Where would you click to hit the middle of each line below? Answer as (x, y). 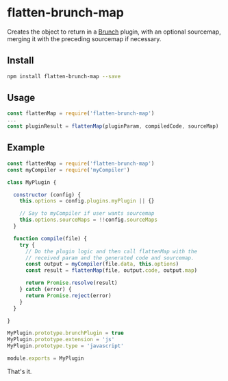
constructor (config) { (47, 195)
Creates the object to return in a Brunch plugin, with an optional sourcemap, (114, 32)
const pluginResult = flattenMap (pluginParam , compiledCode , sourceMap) (113, 126)
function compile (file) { (50, 238)
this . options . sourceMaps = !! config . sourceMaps (88, 220)
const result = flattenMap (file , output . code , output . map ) (111, 270)
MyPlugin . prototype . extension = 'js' (61, 340)
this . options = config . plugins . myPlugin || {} (87, 201)
